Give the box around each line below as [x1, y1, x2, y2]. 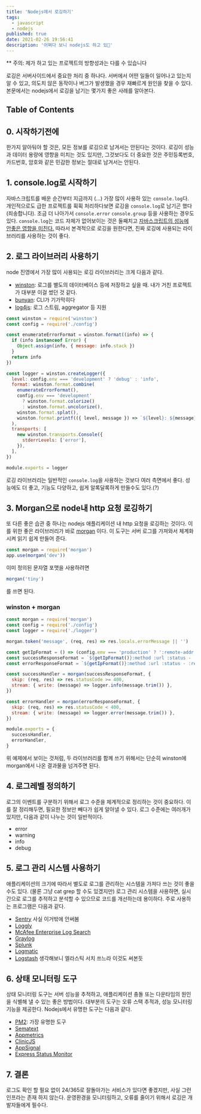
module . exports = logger [6, 465, 68, 471]
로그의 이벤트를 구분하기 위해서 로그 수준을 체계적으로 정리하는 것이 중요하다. [6, 798, 185, 805]
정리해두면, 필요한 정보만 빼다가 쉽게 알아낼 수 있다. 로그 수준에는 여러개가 [19, 806, 191, 813]
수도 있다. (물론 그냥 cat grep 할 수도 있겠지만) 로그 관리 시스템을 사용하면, [6, 887, 181, 895]
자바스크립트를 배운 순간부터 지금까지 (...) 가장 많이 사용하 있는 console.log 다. [6, 195, 190, 202]
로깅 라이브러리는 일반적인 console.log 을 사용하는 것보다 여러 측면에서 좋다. [6, 476, 184, 484]
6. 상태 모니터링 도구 [6, 973, 77, 984]
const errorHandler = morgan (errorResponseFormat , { [6, 699, 141, 705]
